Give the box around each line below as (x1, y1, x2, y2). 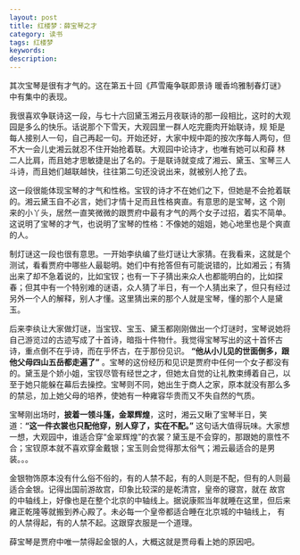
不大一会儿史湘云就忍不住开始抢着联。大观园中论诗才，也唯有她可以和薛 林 (9, 144, 286, 154)
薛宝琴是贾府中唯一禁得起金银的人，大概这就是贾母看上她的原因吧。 (9, 536, 260, 547)
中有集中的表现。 (9, 91, 72, 102)
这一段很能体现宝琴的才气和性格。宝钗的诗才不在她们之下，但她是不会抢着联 (9, 185, 291, 195)
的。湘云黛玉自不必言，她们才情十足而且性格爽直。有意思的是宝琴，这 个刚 (9, 196, 286, 206)
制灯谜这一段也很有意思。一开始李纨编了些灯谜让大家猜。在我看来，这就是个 (9, 249, 291, 259)
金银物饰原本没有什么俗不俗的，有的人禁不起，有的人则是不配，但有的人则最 (9, 473, 291, 483)
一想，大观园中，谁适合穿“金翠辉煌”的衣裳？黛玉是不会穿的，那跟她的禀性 (9, 432, 283, 442)
